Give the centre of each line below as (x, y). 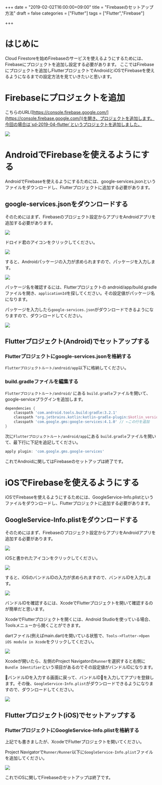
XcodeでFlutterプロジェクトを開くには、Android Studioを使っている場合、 (79, 619)
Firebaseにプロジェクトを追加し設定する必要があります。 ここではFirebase (80, 64)
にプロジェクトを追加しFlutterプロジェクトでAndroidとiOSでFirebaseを (76, 70)
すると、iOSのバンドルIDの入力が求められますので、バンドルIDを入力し (76, 577)
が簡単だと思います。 (26, 609)
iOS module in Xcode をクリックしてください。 (51, 641)
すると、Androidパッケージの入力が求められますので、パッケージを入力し (78, 261)
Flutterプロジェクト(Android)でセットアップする (77, 342)
